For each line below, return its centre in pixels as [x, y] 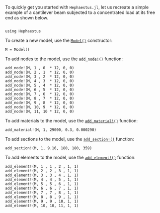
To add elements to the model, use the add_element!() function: [70, 157]
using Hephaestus [23, 31]
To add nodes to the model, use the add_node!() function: [64, 59]
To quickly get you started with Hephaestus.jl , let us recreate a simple [77, 7]
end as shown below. [27, 18]
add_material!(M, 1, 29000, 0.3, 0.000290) [51, 130]
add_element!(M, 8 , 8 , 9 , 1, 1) [42, 197]
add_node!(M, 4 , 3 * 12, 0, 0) [40, 81]
